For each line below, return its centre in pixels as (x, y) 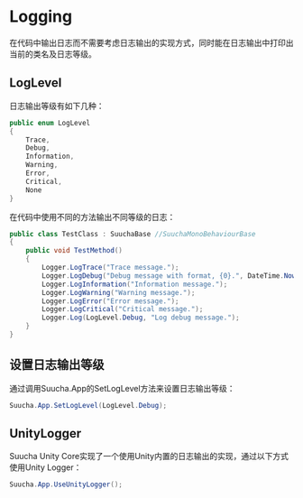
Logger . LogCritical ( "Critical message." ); (123, 309)
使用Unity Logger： (46, 467)
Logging (41, 17)
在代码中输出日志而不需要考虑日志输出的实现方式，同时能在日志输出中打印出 (151, 42)
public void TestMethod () (74, 251)
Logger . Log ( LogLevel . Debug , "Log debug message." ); (141, 318)
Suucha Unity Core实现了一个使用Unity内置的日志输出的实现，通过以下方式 (149, 456)
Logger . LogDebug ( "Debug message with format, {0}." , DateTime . (163, 276)
